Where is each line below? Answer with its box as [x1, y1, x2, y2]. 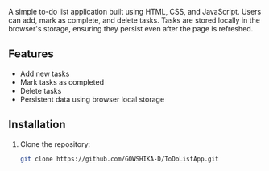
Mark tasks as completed [19, 77, 105, 87]
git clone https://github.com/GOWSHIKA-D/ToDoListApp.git [19, 155, 219, 163]
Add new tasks [19, 69, 70, 78]
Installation [8, 118, 66, 131]
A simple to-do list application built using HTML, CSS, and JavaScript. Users [8, 7, 262, 16]
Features [8, 48, 54, 61]
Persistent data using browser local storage [19, 94, 165, 104]
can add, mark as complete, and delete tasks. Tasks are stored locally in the [8, 15, 260, 25]
